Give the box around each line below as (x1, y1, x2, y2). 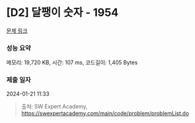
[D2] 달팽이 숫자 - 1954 (6, 6, 119, 20)
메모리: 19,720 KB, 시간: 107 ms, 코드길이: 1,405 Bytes (6, 59, 138, 66)
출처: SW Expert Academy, (21, 102, 88, 110)
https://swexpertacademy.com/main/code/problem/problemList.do (21, 110, 190, 117)
